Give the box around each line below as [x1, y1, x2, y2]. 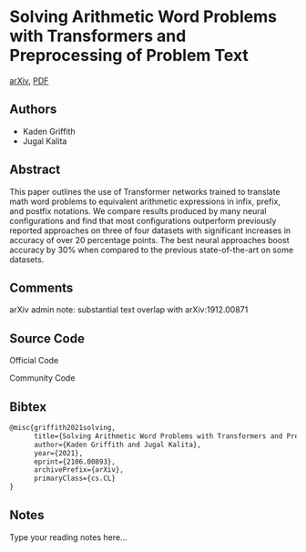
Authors [9, 102, 57, 118]
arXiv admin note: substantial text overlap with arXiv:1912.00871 [9, 304, 249, 315]
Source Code [9, 331, 85, 346]
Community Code [9, 373, 76, 383]
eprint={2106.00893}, [33, 457, 117, 466]
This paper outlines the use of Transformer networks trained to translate [9, 186, 280, 197]
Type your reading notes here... [9, 531, 127, 543]
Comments [9, 280, 74, 295]
